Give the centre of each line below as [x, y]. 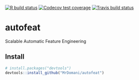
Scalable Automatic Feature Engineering [46, 41]
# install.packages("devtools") [38, 68]
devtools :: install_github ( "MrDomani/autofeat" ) [55, 73]
